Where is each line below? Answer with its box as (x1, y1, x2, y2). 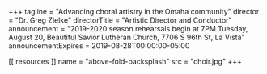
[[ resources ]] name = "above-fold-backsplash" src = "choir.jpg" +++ (8, 56, 243, 66)
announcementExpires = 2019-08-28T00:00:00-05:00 (8, 41, 190, 51)
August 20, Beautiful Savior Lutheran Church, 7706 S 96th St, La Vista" (8, 32, 245, 42)
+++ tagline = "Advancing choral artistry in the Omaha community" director (8, 7, 260, 16)
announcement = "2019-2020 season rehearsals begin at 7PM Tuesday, (8, 24, 248, 33)
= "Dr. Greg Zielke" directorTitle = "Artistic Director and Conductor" (8, 15, 232, 25)
